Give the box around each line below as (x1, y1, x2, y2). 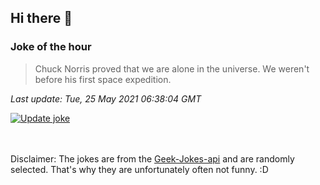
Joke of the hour (10, 40, 92, 54)
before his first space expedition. (34, 73, 172, 85)
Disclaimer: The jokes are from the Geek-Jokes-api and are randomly (10, 152, 295, 165)
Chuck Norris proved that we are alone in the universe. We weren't (34, 62, 310, 75)
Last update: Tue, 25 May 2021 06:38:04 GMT (10, 92, 202, 105)
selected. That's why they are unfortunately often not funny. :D (10, 163, 269, 175)
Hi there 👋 (10, 10, 73, 27)
